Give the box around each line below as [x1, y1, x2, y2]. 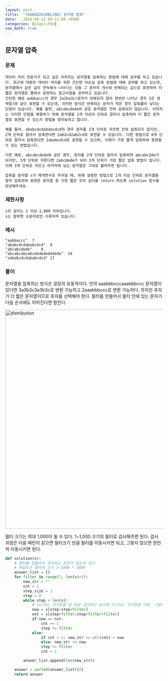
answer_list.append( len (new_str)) [23, 658, 95, 663]
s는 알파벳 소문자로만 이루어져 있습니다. [5, 214, 77, 219]
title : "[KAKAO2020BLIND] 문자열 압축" [5, 12, 85, 17]
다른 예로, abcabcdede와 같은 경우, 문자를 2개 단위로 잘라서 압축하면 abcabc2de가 [5, 152, 159, 158]
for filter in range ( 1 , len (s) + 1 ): [14, 574, 88, 580]
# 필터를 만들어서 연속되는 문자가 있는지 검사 [14, 560, 95, 566]
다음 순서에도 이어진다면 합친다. [5, 299, 67, 305]
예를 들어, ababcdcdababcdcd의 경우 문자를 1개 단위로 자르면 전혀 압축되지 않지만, [5, 127, 159, 132]
